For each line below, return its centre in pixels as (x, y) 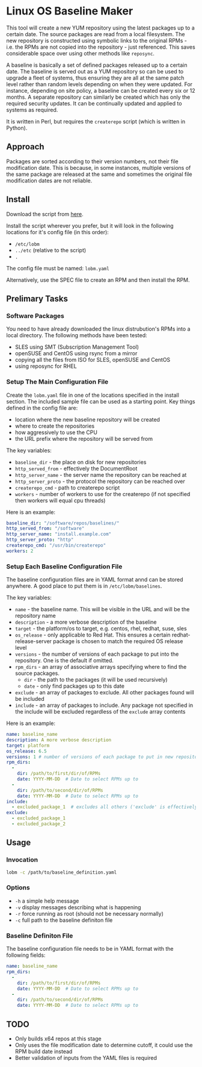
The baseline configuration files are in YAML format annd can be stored (95, 580)
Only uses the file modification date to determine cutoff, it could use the (104, 1045)
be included (30, 699)
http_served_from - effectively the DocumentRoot (76, 468)
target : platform (28, 745)
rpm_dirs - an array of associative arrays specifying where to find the (101, 667)
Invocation (22, 860)
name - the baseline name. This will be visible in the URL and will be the (102, 609)
